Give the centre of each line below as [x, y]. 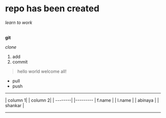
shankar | [15, 106]
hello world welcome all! [42, 71]
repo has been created [52, 9]
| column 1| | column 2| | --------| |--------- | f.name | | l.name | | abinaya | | [82, 100]
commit [20, 62]
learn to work [19, 22]
